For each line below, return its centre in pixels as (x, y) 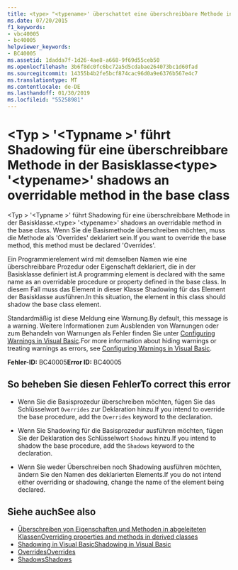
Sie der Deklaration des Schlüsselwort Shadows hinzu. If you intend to (117, 438)
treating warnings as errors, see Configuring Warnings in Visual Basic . (110, 348)
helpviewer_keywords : (39, 47)
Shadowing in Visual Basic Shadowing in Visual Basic (94, 544)
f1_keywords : (27, 27)
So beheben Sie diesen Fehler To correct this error (119, 385)
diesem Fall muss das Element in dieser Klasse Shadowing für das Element (116, 289)
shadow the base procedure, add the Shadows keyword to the (106, 446)
